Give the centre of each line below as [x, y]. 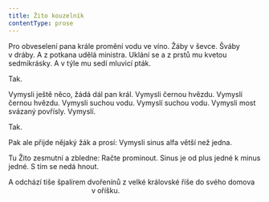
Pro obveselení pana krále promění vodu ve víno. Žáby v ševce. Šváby [124, 46]
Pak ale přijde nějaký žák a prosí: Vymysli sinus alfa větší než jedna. [120, 142]
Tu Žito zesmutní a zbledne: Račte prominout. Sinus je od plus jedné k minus [134, 158]
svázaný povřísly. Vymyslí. [52, 111]
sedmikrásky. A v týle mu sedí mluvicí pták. [79, 63]
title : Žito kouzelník [46, 16]
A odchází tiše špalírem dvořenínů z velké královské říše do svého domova [132, 182]
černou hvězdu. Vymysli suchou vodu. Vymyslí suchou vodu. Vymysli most [132, 103]
